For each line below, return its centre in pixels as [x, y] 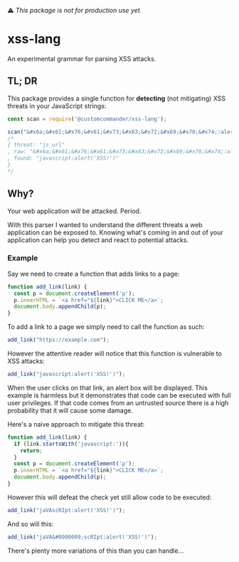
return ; [31, 451]
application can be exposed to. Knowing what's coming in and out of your [116, 232]
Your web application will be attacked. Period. [74, 211]
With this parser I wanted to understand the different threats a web [105, 224]
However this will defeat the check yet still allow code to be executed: [110, 497]
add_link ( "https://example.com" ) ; [59, 340]
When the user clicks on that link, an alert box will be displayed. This [108, 387]
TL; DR [22, 81]
